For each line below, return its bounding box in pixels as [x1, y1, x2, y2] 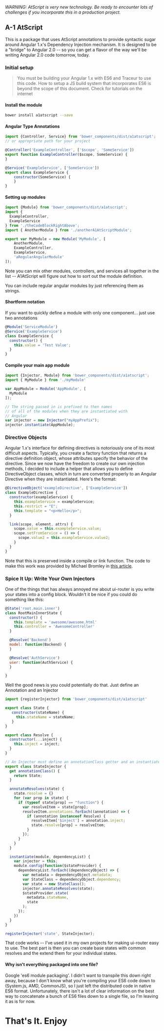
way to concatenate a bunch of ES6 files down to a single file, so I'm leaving [5, 993, 159, 999]
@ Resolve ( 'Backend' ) [9, 638, 51, 642]
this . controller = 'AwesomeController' [14, 624, 95, 629]
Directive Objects [5, 434, 47, 441]
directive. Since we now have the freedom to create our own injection [5, 461, 145, 467]
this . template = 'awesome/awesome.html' [14, 619, 97, 624]
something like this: [5, 597, 44, 602]
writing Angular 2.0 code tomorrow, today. [5, 52, 90, 58]
